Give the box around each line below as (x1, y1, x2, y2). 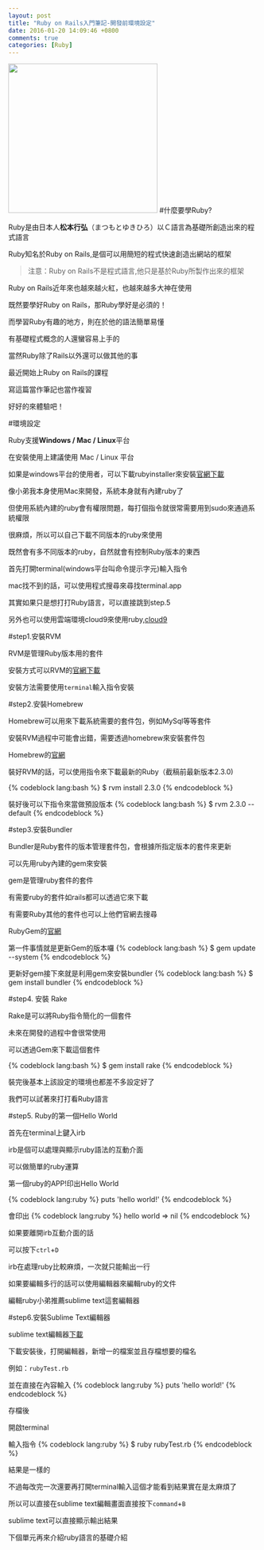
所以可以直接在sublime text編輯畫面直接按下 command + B (8, 1499, 186, 1509)
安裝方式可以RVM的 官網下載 (8, 666, 101, 675)
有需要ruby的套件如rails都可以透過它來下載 (8, 893, 149, 902)
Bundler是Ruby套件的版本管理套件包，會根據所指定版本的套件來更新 (8, 842, 232, 851)
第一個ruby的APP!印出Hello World (8, 1179, 119, 1188)
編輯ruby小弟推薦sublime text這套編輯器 (8, 1296, 140, 1305)
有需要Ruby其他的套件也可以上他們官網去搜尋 (8, 910, 157, 919)
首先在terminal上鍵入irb (8, 1128, 86, 1137)
